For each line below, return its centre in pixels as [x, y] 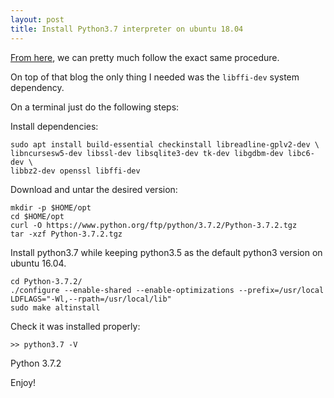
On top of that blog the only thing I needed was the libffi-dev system [155, 77]
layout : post [37, 19]
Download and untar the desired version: [94, 189]
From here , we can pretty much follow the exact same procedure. [145, 57]
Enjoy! [23, 382]
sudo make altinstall [55, 307]
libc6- [301, 153]
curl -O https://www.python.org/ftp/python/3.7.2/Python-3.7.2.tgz [154, 225]
